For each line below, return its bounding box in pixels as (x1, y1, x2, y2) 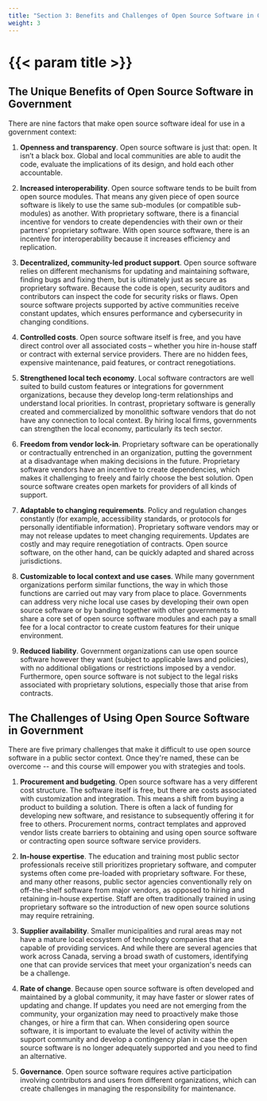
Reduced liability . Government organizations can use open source (19, 646, 238, 656)
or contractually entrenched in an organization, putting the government (19, 447, 253, 457)
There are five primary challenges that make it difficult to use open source (8, 745, 251, 754)
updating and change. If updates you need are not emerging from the (19, 1001, 247, 1010)
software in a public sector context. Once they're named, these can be (8, 753, 239, 763)
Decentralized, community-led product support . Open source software (19, 258, 257, 267)
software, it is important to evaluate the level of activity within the (19, 1026, 234, 1036)
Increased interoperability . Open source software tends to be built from (19, 183, 257, 193)
